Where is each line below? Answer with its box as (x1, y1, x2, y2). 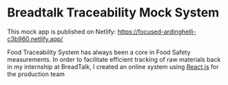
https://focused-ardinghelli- (117, 27, 196, 36)
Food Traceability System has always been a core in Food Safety (7, 48, 191, 56)
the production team (7, 70, 65, 78)
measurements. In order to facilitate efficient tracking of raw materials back (7, 55, 221, 63)
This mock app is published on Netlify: (7, 27, 116, 36)
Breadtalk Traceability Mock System (7, 5, 220, 21)
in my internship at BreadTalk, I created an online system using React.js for (7, 62, 219, 71)
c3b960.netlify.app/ (7, 34, 63, 42)
